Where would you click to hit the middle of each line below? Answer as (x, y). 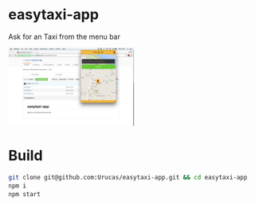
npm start (25, 195)
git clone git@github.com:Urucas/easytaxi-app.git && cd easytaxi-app (128, 178)
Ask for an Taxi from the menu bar (65, 37)
